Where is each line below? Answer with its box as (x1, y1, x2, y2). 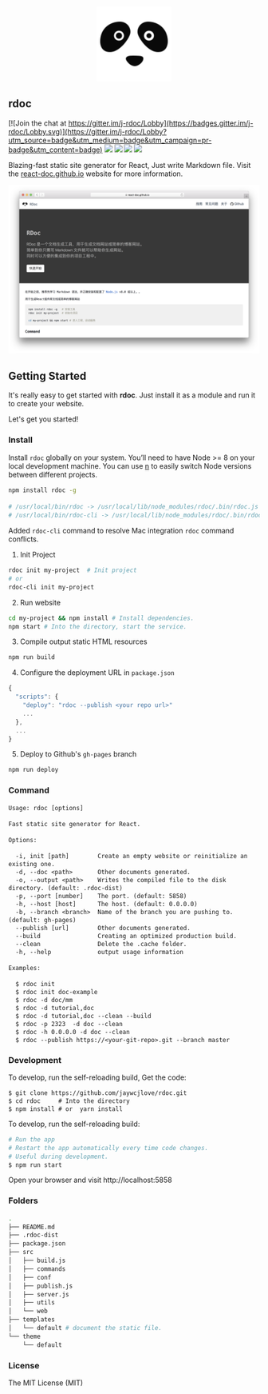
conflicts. (8, 534, 39, 544)
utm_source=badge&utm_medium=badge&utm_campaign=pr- (8, 135, 212, 145)
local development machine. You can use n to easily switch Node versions (8, 461, 252, 470)
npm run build (8, 653, 56, 661)
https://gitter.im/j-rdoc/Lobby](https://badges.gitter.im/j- (68, 118, 254, 128)
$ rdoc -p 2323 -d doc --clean (15, 1020, 124, 1028)
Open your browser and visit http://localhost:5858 (8, 1175, 173, 1185)
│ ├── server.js (8, 1290, 69, 1298)
